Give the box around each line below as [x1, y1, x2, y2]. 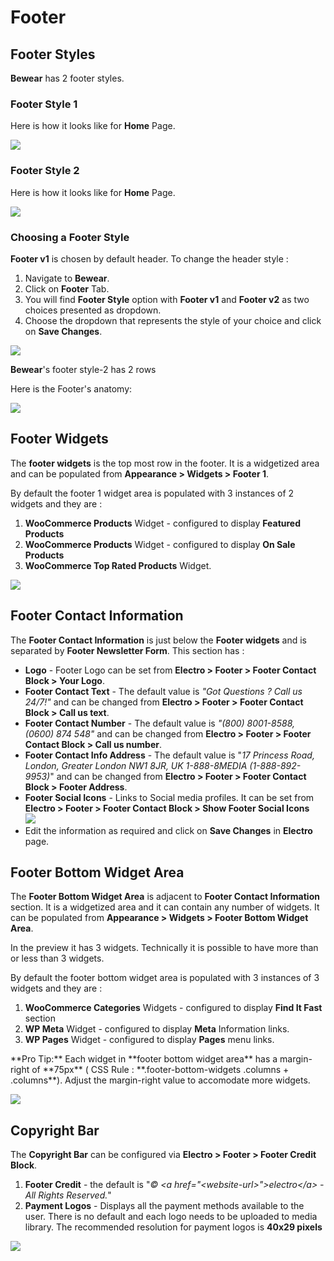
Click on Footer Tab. [24, 282, 110, 295]
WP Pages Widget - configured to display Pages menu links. [24, 1034, 275, 1046]
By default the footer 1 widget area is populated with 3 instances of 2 [10, 487, 295, 499]
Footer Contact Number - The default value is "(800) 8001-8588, [24, 717, 295, 729]
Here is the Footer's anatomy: [10, 382, 133, 395]
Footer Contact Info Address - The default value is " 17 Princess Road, [24, 749, 315, 761]
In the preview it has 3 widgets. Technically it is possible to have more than [10, 942, 319, 954]
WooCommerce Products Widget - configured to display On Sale [24, 538, 296, 550]
